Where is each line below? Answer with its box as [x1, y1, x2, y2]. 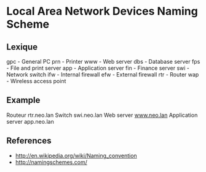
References [6, 136, 52, 146]
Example [6, 95, 41, 105]
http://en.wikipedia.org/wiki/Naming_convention [15, 152, 137, 159]
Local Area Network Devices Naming [6, 4, 198, 18]
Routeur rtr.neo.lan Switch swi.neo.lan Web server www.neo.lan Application [6, 111, 198, 119]
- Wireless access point [6, 78, 66, 84]
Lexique [6, 42, 38, 52]
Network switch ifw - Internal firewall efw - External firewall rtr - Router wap [6, 71, 199, 78]
